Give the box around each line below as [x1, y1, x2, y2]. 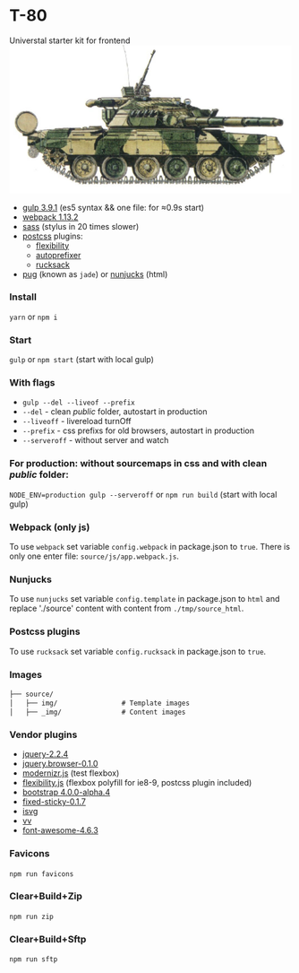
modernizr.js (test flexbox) [21, 768, 120, 778]
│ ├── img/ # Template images [9, 699, 191, 708]
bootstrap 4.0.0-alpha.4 [21, 786, 110, 798]
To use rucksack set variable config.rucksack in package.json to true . [9, 646, 267, 656]
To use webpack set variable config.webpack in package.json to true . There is [9, 542, 291, 552]
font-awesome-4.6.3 [21, 825, 98, 836]
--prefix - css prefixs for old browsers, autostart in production [21, 425, 255, 436]
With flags [9, 377, 56, 389]
